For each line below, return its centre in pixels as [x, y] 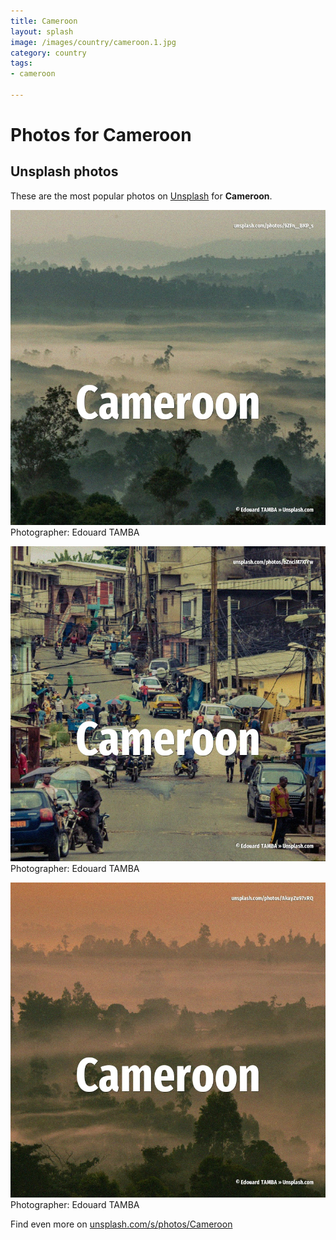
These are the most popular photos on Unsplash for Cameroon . [141, 196]
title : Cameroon [44, 21]
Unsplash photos [64, 171]
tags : [21, 63]
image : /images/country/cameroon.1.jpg [93, 42]
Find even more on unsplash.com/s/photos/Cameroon [121, 1224]
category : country [48, 53]
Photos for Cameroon [101, 135]
